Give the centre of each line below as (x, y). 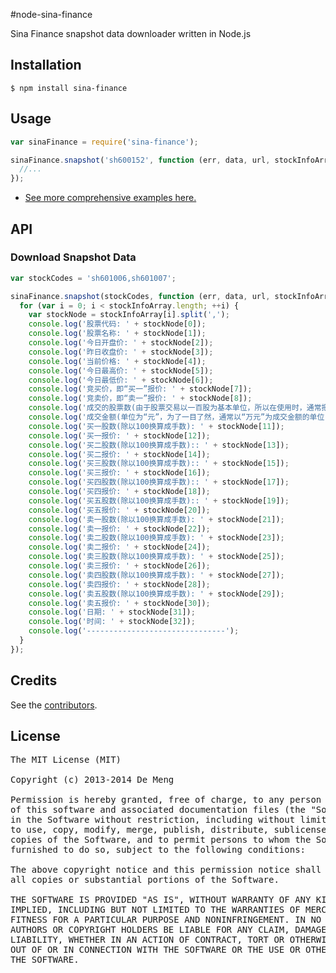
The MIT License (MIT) (66, 760)
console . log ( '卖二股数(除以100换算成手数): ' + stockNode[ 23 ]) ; (156, 538)
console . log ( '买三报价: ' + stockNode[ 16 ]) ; (119, 473)
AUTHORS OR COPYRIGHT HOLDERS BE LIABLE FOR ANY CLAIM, (150, 930)
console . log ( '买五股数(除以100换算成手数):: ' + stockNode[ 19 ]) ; (159, 500)
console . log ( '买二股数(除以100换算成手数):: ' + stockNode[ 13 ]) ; (159, 445)
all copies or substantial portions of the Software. (145, 880)
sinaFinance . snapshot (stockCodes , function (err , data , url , (140, 296)
